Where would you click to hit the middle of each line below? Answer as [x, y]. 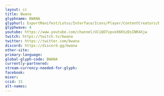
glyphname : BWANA [23, 18]
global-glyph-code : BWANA [31, 59]
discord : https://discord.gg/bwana [41, 46]
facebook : [15, 73]
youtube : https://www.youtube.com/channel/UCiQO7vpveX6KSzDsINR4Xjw [76, 32]
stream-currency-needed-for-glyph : [41, 68]
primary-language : [24, 55]
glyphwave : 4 [18, 28]
